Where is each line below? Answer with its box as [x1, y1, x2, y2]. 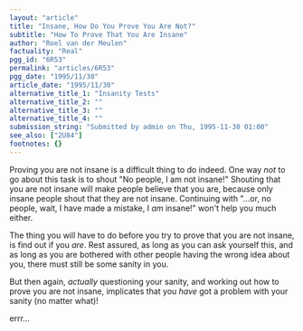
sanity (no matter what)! [9, 295, 99, 306]
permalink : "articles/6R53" [9, 64, 116, 73]
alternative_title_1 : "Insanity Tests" [9, 89, 160, 98]
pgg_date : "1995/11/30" [9, 72, 99, 81]
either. [9, 212, 33, 222]
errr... [9, 313, 30, 324]
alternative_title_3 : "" [9, 106, 103, 115]
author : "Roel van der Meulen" [9, 38, 128, 48]
